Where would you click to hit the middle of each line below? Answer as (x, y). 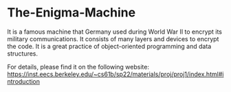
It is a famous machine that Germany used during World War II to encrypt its (114, 32)
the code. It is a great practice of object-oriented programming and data (109, 46)
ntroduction (23, 81)
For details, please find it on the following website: (78, 67)
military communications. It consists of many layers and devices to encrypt (113, 38)
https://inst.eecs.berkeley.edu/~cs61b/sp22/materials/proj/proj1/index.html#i (115, 74)
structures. (22, 54)
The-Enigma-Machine (71, 13)
